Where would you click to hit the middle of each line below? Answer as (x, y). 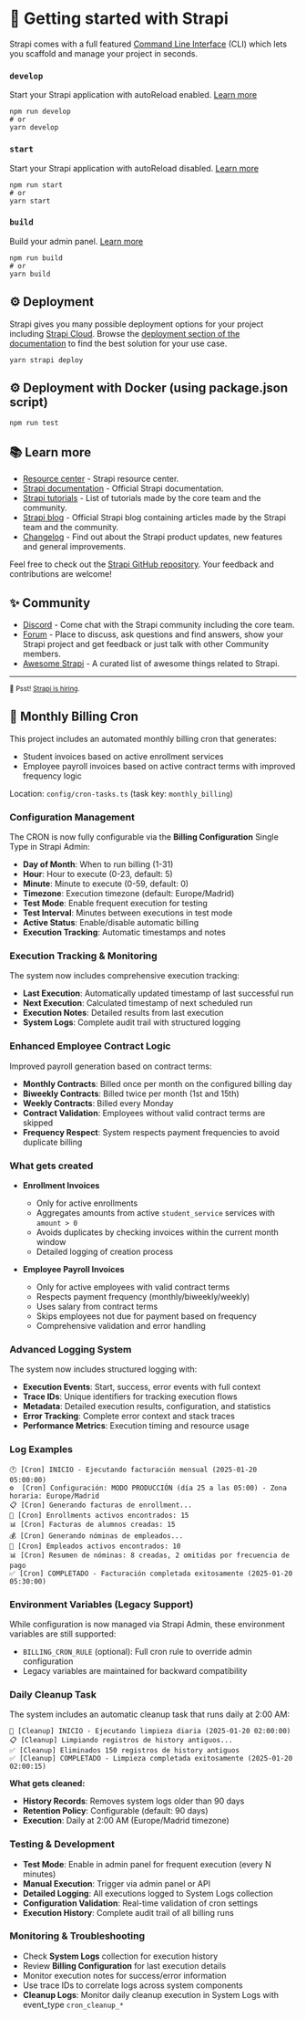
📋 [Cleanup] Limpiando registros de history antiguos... (121, 1741)
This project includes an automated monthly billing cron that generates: (143, 738)
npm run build (36, 258)
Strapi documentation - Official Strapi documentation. (123, 488)
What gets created (51, 1166)
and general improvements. (74, 547)
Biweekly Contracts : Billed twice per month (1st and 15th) (131, 1093)
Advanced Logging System (71, 1349)
